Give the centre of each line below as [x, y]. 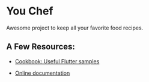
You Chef [30, 11]
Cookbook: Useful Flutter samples [57, 61]
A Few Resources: [41, 47]
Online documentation [42, 73]
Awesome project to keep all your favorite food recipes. [75, 28]
